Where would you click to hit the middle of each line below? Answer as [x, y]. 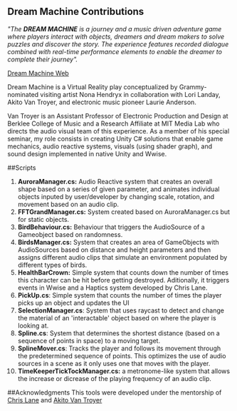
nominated [23, 94]
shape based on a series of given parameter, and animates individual [118, 189]
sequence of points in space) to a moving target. [89, 340]
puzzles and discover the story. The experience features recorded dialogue [118, 44]
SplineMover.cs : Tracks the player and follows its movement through [119, 348]
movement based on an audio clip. [68, 204]
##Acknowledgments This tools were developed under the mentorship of [115, 392]
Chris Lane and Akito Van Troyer [55, 400]
